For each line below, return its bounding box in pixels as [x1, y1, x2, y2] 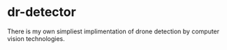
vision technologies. [7, 34, 65, 42]
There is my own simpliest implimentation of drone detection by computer [7, 27, 220, 35]
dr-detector [7, 4, 77, 20]
